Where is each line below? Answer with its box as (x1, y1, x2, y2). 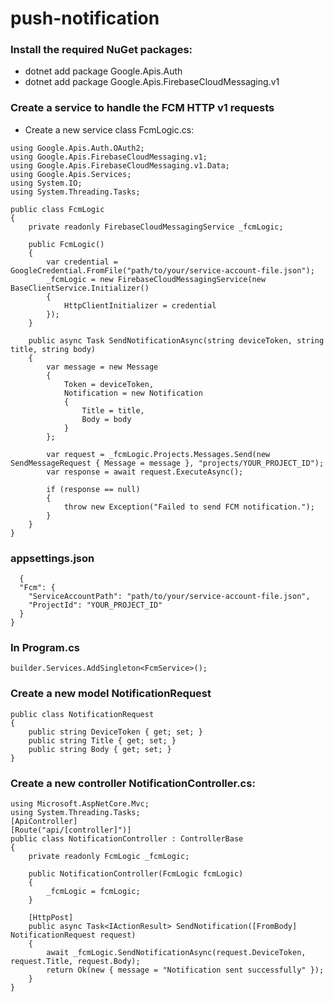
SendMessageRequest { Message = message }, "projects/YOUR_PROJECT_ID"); (10, 458, 325, 468)
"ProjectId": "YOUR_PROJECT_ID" (28, 600, 163, 611)
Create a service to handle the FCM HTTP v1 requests (10, 101, 275, 115)
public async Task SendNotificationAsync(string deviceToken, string (28, 335, 325, 346)
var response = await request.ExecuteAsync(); (46, 467, 244, 477)
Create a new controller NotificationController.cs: (10, 776, 256, 790)
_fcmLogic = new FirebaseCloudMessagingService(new (46, 274, 267, 284)
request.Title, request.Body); (10, 956, 141, 966)
